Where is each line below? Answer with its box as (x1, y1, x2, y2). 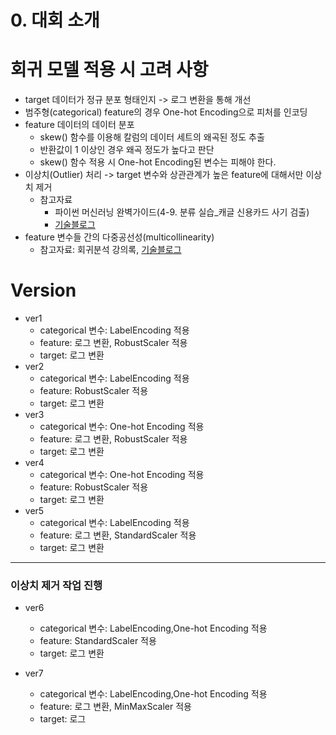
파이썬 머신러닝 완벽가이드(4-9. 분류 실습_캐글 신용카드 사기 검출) (54, 206, 310, 218)
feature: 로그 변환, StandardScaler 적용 (39, 529, 197, 541)
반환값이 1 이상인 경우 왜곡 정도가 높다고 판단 (39, 144, 215, 156)
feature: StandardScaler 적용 (39, 635, 157, 647)
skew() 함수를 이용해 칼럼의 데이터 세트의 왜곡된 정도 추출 (39, 131, 265, 143)
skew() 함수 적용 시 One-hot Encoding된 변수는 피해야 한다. (39, 156, 277, 168)
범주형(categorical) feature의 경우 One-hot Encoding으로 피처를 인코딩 (24, 106, 308, 118)
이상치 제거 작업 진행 (10, 578, 103, 592)
